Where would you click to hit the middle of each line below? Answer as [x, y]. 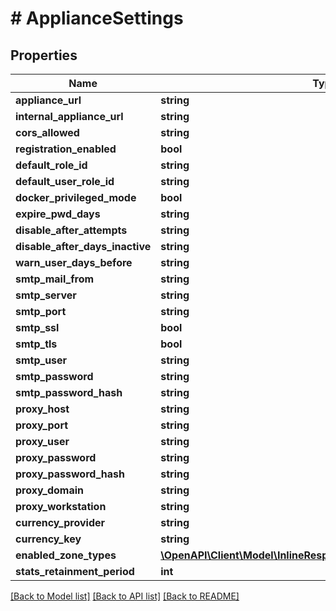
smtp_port [41, 311]
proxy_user [42, 441]
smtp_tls [36, 344]
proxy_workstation [61, 506]
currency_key [48, 539]
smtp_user [41, 360]
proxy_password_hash [70, 474]
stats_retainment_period [75, 571]
